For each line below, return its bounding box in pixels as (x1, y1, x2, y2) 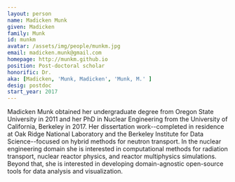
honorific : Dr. (7, 69, 52, 76)
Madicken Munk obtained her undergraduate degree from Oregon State (7, 108, 214, 116)
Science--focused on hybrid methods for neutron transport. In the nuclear (7, 137, 222, 146)
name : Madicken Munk (7, 17, 68, 24)
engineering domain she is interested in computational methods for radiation (7, 145, 228, 153)
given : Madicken (7, 23, 55, 30)
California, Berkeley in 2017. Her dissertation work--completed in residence (7, 122, 224, 131)
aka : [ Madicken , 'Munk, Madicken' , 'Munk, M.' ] (7, 75, 152, 83)
